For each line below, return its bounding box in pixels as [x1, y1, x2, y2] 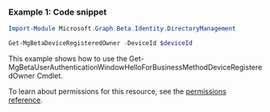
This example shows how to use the [8, 54, 127, 64]
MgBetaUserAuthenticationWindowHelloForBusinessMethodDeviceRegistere [8, 63, 263, 73]
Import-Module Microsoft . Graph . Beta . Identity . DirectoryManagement [8, 25, 236, 33]
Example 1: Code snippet [8, 6, 107, 18]
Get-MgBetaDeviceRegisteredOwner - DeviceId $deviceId [8, 39, 193, 48]
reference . [8, 95, 43, 105]
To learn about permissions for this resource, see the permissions [8, 87, 227, 97]
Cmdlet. [36, 71, 63, 81]
